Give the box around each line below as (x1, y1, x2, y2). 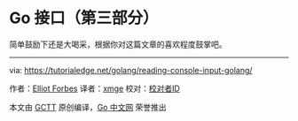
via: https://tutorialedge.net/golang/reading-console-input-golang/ (9, 64, 253, 75)
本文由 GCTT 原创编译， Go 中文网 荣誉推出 (9, 102, 167, 112)
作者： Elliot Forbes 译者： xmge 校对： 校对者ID (9, 83, 180, 94)
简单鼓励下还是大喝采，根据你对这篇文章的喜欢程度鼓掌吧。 (9, 39, 227, 49)
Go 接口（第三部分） (9, 8, 159, 28)
